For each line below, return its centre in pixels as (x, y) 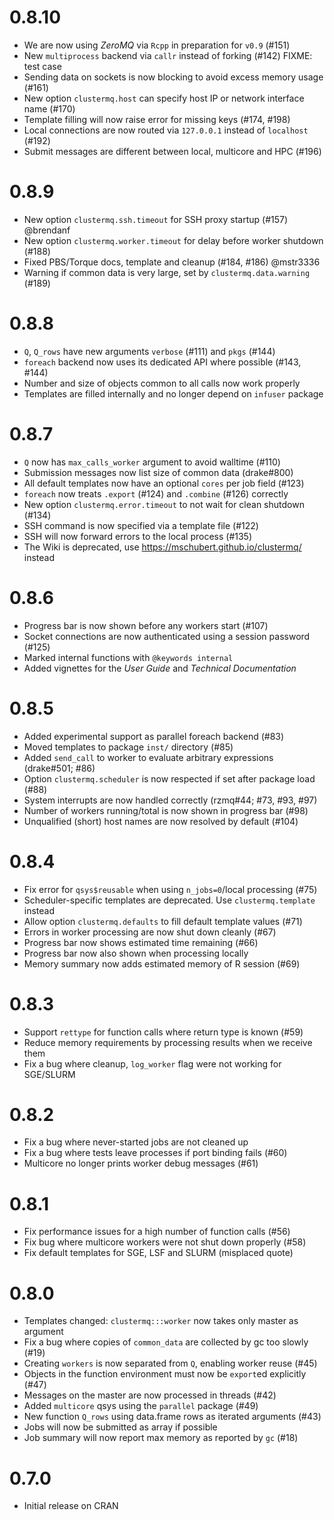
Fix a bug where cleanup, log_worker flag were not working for (152, 1063)
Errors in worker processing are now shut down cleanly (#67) (150, 932)
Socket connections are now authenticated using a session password (167, 636)
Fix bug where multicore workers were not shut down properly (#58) (165, 1242)
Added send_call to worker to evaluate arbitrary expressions (148, 757)
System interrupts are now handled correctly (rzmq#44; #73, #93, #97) (170, 800)
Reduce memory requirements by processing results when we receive (168, 1042)
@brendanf (47, 230)
